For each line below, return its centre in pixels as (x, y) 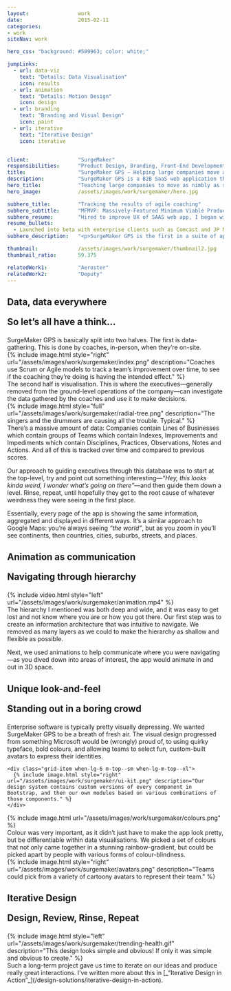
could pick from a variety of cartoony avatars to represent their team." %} (111, 876)
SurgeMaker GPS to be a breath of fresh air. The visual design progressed (112, 734)
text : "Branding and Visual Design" (72, 116)
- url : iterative (38, 128)
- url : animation (38, 90)
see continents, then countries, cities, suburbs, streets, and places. (102, 535)
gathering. (22, 347)
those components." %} (40, 799)
